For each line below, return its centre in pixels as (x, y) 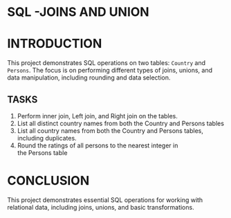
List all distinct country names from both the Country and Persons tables (121, 123)
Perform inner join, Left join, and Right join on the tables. (98, 116)
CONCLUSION (48, 181)
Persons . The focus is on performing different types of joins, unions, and (110, 71)
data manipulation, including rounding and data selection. (89, 78)
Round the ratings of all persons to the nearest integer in (98, 145)
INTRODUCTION (55, 44)
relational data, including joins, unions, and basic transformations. (101, 207)
